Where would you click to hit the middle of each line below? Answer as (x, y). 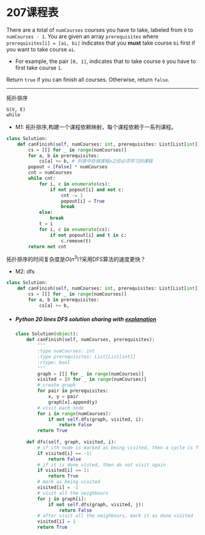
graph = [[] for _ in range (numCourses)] (91, 374)
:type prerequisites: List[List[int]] (87, 356)
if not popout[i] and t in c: (88, 235)
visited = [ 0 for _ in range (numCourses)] (92, 380)
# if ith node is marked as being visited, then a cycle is (115, 448)
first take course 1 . (39, 67)
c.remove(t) (76, 241)
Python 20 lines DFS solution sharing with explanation (86, 319)
